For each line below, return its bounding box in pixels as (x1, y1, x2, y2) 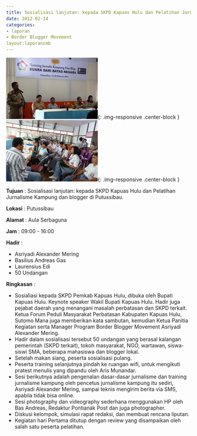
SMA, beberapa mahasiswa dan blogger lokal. (28, 348, 140, 355)
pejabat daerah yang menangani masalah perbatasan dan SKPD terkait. (14, 304, 188, 311)
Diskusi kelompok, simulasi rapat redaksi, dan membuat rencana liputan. (14, 411, 189, 417)
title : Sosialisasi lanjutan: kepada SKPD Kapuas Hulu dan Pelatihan (6, 9, 180, 15)
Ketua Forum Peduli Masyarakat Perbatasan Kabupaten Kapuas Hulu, (14, 311, 182, 317)
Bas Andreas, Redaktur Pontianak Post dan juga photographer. (14, 404, 166, 411)
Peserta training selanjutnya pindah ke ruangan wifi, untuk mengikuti (14, 361, 181, 367)
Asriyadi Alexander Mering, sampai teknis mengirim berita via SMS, (14, 385, 178, 393)
